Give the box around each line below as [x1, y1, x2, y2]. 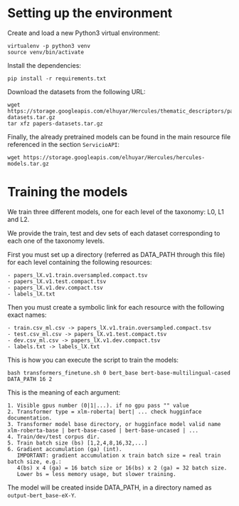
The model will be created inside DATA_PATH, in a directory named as [7, 483, 212, 492]
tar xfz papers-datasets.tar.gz [7, 120, 103, 127]
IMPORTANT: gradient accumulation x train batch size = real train [16, 452, 221, 459]
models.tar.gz [7, 160, 50, 167]
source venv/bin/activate [7, 49, 84, 56]
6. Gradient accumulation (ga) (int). [7, 445, 122, 452]
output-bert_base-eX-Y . [7, 490, 77, 499]
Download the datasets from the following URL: [7, 87, 146, 96]
